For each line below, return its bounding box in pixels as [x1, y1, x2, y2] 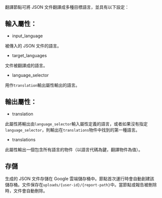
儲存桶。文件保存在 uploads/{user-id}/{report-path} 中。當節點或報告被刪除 [5, 182, 157, 188]
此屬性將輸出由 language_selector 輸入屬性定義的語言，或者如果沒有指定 [5, 121, 148, 127]
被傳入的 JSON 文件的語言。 [5, 43, 62, 48]
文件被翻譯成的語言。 [5, 62, 47, 68]
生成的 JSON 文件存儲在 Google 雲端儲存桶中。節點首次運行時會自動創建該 [5, 176, 155, 182]
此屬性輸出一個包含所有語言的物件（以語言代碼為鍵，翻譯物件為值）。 [5, 147, 143, 152]
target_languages [12, 52, 47, 58]
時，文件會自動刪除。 [5, 188, 47, 194]
